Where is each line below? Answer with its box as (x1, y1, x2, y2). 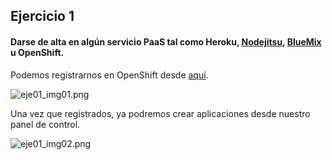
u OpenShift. (10, 46, 65, 58)
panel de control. (10, 118, 81, 130)
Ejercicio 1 (10, 8, 75, 25)
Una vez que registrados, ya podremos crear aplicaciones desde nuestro (10, 107, 311, 119)
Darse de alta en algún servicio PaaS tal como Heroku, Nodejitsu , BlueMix (10, 35, 322, 48)
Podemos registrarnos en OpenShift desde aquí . (10, 69, 209, 81)
